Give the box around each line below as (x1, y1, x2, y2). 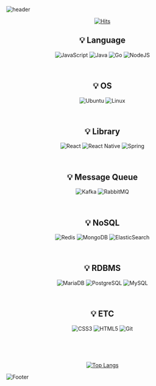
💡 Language (79, 35, 126, 46)
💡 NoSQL (85, 217, 120, 228)
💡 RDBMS (84, 263, 121, 273)
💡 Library (84, 127, 121, 137)
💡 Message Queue (66, 172, 138, 182)
